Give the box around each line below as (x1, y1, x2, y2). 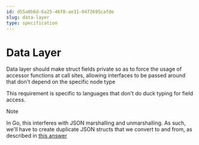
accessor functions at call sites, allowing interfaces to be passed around (6, 72, 186, 79)
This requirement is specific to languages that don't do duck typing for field (6, 90, 194, 97)
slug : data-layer (6, 14, 50, 20)
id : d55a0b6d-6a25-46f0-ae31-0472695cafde (6, 8, 114, 15)
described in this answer (6, 132, 67, 140)
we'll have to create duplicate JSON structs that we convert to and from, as (6, 126, 192, 133)
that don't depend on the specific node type (6, 78, 115, 86)
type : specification (6, 20, 58, 26)
